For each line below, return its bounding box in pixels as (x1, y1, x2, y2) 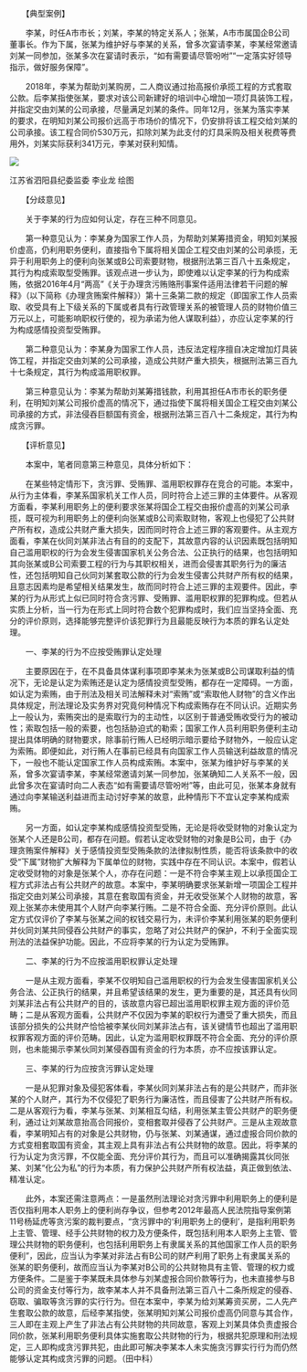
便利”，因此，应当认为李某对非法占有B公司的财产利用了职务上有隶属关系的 (9, 1251, 291, 1261)
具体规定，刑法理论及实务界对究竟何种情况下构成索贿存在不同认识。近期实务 (9, 700, 298, 711)
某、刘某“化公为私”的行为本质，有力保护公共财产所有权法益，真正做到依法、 (9, 1163, 297, 1173)
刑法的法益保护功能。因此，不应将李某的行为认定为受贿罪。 (9, 936, 234, 947)
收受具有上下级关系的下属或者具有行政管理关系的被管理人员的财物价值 (25, 301, 290, 312)
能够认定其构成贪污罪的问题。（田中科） (9, 1353, 158, 1364)
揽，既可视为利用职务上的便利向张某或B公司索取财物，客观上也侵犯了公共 (9, 512, 288, 523)
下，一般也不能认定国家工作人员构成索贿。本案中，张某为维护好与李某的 (9, 757, 281, 767)
